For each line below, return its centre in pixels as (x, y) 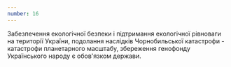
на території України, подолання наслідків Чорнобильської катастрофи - (116, 41)
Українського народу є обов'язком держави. (74, 56)
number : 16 (23, 14)
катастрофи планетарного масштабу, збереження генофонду (99, 48)
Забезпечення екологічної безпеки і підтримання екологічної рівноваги (114, 33)
